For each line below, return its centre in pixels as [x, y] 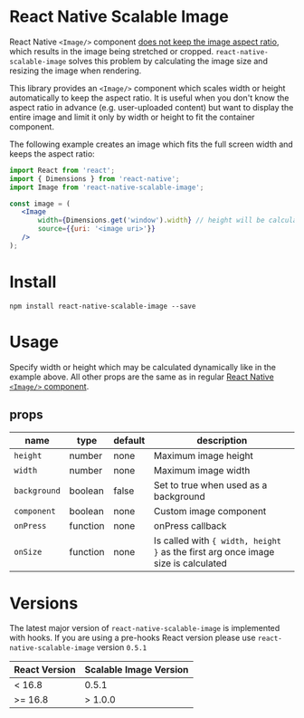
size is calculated [190, 563]
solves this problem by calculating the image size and [168, 61]
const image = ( [40, 204]
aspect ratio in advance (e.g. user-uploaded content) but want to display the [152, 107]
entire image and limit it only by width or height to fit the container [132, 117]
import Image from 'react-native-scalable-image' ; [107, 187]
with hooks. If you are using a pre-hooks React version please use [133, 638]
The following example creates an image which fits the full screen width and [152, 144]
